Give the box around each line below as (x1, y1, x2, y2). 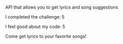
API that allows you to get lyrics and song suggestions (5, 4, 118, 10)
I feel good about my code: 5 (5, 23, 65, 29)
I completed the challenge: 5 (5, 14, 65, 19)
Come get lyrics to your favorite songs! (5, 33, 87, 39)
